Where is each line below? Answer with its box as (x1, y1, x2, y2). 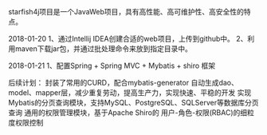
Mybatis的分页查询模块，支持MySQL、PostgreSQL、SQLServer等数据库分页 (8, 98, 259, 107)
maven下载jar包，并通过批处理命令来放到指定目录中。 (14, 44, 193, 54)
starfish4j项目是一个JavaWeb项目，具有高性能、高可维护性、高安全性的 (8, 7, 245, 16)
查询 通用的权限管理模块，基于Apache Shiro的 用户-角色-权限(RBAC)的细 (8, 108, 248, 117)
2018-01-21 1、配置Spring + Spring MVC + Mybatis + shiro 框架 (8, 61, 216, 70)
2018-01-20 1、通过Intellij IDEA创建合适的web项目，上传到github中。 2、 (8, 34, 248, 43)
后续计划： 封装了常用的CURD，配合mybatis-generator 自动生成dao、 (8, 78, 239, 87)
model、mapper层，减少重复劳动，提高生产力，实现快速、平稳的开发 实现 (8, 88, 252, 97)
